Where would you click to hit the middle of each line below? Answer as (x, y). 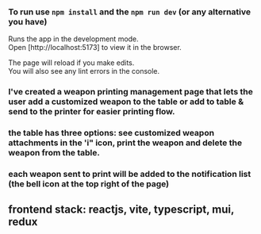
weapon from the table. (54, 153)
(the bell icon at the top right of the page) (89, 184)
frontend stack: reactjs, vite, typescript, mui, (121, 210)
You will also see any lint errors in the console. (84, 71)
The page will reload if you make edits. (71, 63)
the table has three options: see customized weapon (111, 133)
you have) (28, 21)
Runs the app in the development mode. (73, 39)
